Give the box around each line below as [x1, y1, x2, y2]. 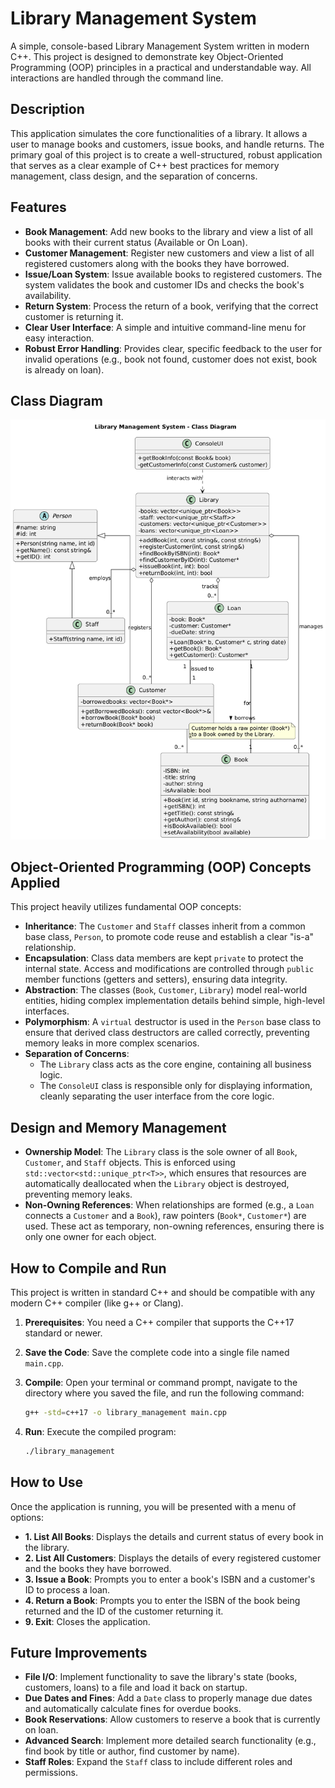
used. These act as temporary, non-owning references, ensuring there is [24, 1220, 325, 1232]
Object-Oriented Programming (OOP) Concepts [10, 858, 312, 876]
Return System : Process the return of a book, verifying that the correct [24, 300, 319, 312]
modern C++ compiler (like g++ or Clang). [10, 1297, 184, 1309]
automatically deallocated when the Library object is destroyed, [24, 1178, 290, 1190]
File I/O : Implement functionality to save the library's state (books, [24, 1671, 298, 1683]
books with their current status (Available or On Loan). [24, 236, 248, 248]
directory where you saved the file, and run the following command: [24, 1387, 305, 1399]
